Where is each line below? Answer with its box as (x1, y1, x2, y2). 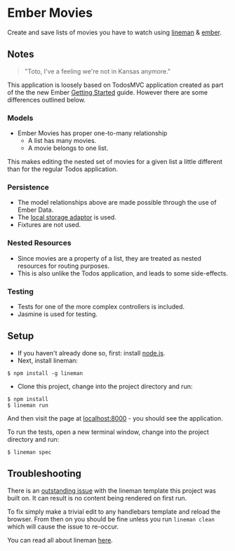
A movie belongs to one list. (27, 144, 109, 152)
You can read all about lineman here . (7, 536, 114, 544)
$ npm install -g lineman (7, 369, 83, 376)
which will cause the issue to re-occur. (7, 522, 119, 531)
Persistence (7, 182, 49, 192)
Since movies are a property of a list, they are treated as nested (17, 254, 202, 262)
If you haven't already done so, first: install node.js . (17, 348, 166, 357)
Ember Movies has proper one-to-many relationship (17, 129, 168, 137)
